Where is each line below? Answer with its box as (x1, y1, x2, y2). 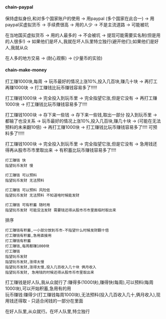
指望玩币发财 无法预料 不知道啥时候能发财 (5, 193, 80, 198)
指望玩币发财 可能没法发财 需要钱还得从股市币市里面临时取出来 (5, 208, 117, 213)
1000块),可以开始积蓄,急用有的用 (5, 285, 72, 292)
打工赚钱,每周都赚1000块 (5, 244, 49, 249)
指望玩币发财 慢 (5, 163, 34, 168)
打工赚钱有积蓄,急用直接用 (5, 233, 52, 238)
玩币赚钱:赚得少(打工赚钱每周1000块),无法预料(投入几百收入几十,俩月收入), (5, 292, 157, 298)
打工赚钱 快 (5, 158, 26, 163)
